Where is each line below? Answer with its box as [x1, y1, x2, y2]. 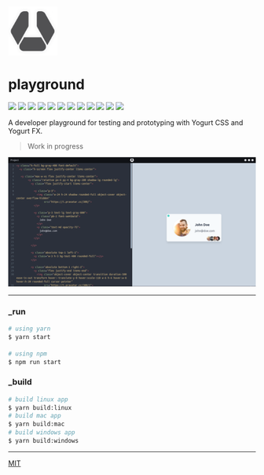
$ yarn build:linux [8, 403, 72, 411]
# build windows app [8, 429, 76, 436]
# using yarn [8, 325, 51, 333]
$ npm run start [8, 358, 61, 366]
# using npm [8, 349, 47, 358]
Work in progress [27, 141, 84, 151]
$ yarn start [8, 333, 51, 341]
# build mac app [8, 412, 61, 420]
